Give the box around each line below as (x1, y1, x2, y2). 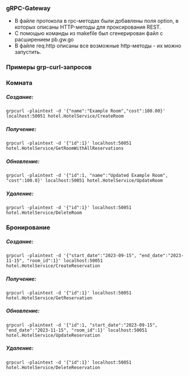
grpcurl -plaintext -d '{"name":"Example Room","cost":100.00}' (6, 108, 166, 114)
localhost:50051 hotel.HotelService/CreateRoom (6, 113, 124, 119)
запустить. (14, 49, 41, 56)
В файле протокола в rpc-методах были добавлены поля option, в (14, 18, 179, 25)
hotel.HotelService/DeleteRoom (6, 210, 82, 216)
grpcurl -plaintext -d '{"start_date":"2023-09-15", (6, 252, 137, 258)
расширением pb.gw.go (14, 36, 74, 43)
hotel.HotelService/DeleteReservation (6, 364, 100, 370)
